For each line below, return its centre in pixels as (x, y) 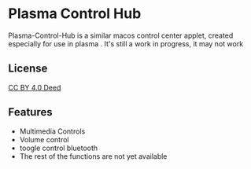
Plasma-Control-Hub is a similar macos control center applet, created (121, 35)
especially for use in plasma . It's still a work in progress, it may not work (126, 43)
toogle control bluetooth (59, 148)
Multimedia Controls (52, 131)
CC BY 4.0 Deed (35, 87)
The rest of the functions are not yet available (93, 156)
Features (30, 112)
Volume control (44, 139)
